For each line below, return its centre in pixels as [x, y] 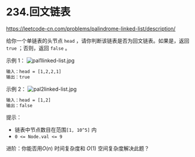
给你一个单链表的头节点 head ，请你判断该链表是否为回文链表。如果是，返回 [98, 40]
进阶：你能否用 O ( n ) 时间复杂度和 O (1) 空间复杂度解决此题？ [78, 149]
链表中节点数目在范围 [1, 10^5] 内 [56, 130]
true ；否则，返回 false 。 [38, 48]
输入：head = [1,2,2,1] [34, 71]
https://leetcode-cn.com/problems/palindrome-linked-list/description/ [91, 28]
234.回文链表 [38, 12]
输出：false [19, 105]
